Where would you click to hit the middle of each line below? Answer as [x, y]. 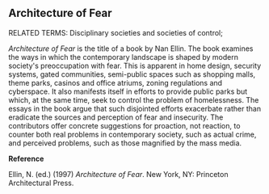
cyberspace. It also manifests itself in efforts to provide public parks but [128, 91]
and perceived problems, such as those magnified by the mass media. [125, 143]
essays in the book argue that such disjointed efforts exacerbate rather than [134, 108]
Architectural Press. [41, 183]
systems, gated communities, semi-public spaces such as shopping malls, [132, 74]
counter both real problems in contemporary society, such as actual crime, [132, 134]
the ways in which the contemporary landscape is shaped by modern [123, 57]
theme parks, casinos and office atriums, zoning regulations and [116, 82]
